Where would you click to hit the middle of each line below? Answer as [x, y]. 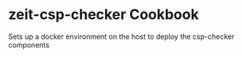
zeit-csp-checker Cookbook [104, 15]
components [29, 44]
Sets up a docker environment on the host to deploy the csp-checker [121, 36]
